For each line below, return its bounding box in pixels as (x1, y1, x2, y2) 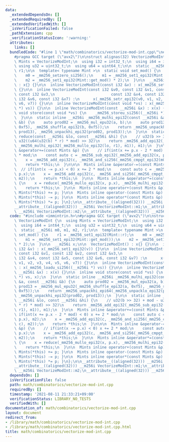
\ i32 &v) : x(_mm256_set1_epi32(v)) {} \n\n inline (14, 246, 127, 251)
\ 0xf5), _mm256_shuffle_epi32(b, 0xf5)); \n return (14, 124, 132, 130)
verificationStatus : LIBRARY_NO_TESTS (10, 396, 92, 401)
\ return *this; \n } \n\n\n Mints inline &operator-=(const (14, 162, 152, 167)
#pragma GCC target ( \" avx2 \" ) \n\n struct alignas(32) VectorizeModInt (14, 54, 165, 59)
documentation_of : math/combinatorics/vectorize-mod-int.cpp (5, 406, 136, 411)
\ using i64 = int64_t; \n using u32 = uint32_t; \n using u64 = (14, 223, 156, 228)
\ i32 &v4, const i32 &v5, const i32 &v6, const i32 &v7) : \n (14, 256, 147, 261)
